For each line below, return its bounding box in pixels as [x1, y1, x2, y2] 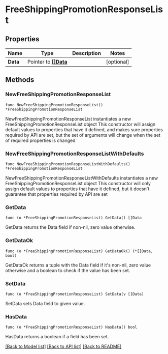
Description [72, 50, 102, 56]
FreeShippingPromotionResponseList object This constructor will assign [5, 121, 156, 127]
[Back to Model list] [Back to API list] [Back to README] [5, 343, 122, 349]
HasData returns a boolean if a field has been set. [5, 334, 109, 340]
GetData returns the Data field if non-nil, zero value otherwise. [5, 224, 136, 230]
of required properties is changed [5, 137, 76, 143]
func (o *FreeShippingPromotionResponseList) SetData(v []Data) [5, 291, 144, 297]
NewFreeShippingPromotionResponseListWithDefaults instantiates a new [5, 174, 158, 181]
